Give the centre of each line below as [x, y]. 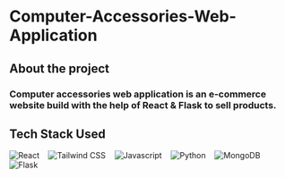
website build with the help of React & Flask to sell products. [143, 105]
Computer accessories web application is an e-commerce [138, 94]
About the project [60, 68]
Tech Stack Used [57, 134]
